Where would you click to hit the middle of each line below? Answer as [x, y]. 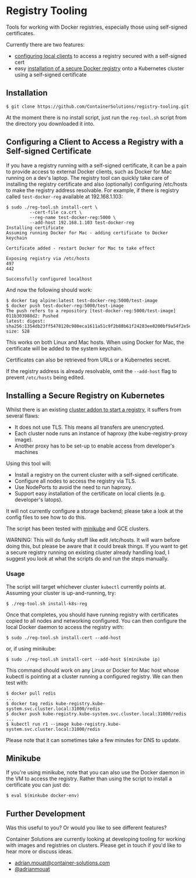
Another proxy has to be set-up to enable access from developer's [94, 446]
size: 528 [18, 331]
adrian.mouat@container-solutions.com [62, 863]
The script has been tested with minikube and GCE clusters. [78, 529]
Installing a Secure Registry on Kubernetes [85, 396]
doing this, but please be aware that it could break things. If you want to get [97, 546]
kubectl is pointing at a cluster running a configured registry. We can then [94, 676]
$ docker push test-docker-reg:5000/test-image [65, 306]
